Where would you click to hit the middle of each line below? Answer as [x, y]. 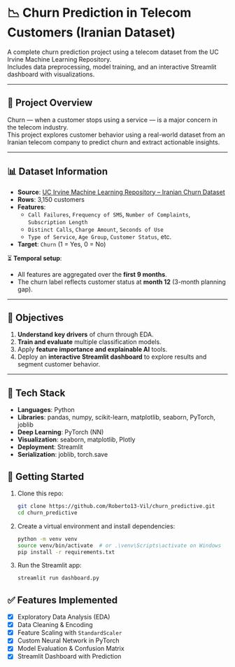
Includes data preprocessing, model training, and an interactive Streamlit [112, 67]
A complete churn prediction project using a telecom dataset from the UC [113, 52]
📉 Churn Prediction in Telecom [99, 13]
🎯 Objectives [36, 318]
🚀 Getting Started [46, 476]
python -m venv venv [47, 539]
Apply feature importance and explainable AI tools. [92, 350]
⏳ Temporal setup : [35, 258]
